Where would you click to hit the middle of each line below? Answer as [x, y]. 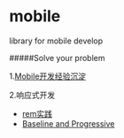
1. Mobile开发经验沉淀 [48, 76]
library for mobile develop [56, 41]
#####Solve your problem [57, 57]
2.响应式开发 [32, 95]
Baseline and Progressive [68, 123]
